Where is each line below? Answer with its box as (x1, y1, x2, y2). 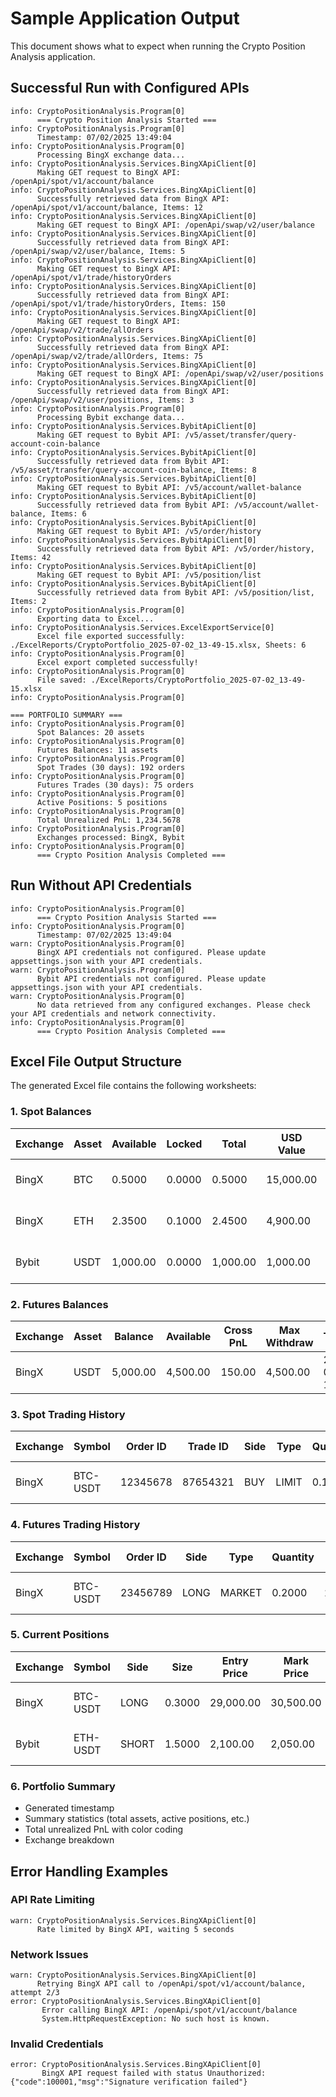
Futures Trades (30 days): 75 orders (36, 780, 195, 790)
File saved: (36, 675, 87, 685)
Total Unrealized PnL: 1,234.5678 (36, 815, 182, 825)
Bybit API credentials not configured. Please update (36, 973, 267, 984)
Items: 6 (50, 508, 87, 519)
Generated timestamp (24, 1802, 115, 1814)
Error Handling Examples (10, 1863, 169, 1880)
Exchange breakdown (24, 1834, 115, 1846)
